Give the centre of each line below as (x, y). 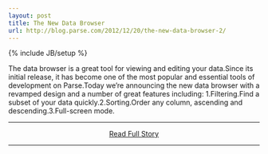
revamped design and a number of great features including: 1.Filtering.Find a (134, 94)
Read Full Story (134, 134)
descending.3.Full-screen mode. (62, 111)
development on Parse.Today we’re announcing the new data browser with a (134, 85)
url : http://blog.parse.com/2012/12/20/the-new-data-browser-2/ (117, 30)
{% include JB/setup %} (48, 53)
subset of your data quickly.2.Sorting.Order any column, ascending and (126, 103)
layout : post (30, 16)
